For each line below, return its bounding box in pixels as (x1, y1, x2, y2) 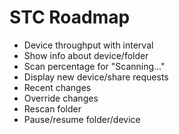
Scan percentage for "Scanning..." (23, 60, 166, 72)
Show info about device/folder (23, 49, 149, 61)
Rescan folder (23, 102, 82, 115)
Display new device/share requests (23, 71, 169, 83)
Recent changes (23, 81, 92, 93)
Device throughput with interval (23, 39, 154, 51)
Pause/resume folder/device (23, 113, 141, 125)
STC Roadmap (9, 6, 131, 29)
